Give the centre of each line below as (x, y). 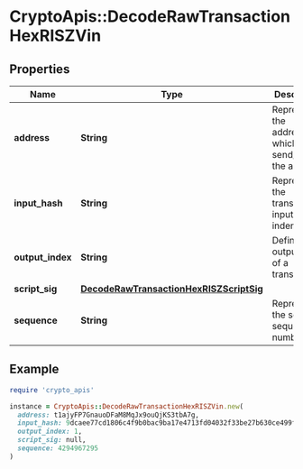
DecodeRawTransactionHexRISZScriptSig (172, 289)
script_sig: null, (52, 440)
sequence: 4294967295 (58, 448)
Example (34, 369)
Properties (40, 69)
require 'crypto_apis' (52, 390)
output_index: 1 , (50, 432)
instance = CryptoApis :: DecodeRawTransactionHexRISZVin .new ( (127, 406)
